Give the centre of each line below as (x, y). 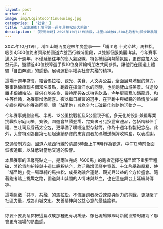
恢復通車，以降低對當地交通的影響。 (41, 150)
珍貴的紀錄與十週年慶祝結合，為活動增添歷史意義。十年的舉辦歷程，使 (88, 166)
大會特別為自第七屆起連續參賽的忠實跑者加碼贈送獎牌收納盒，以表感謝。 (86, 133)
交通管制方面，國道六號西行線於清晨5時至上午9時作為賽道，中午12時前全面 (80, 144)
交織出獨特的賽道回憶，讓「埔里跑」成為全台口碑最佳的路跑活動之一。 (75, 105)
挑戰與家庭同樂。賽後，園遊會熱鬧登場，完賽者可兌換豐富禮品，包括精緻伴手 (81, 121)
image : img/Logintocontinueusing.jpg (43, 18)
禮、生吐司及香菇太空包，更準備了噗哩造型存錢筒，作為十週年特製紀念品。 (79, 127)
